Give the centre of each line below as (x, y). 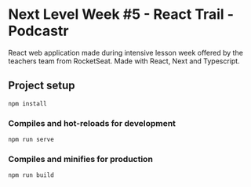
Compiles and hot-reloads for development (92, 123)
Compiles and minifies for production (80, 159)
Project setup (42, 86)
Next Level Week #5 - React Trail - (121, 14)
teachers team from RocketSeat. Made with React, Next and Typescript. (124, 61)
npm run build (31, 175)
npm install (27, 103)
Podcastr (38, 31)
